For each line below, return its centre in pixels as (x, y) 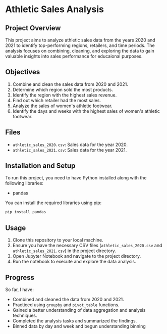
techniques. (25, 315)
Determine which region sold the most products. (63, 89)
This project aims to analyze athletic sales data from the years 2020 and (80, 40)
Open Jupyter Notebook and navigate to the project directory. (77, 256)
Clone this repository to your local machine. (58, 240)
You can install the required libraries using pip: (53, 203)
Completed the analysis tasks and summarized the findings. (75, 321)
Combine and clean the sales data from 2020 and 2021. (70, 84)
